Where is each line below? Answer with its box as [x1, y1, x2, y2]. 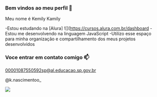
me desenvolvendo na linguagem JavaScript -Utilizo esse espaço [17, 31, 152, 37]
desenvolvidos [5, 41, 35, 47]
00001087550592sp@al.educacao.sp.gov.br [5, 67, 97, 73]
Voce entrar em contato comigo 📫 [5, 54, 90, 61]
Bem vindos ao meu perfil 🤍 [5, 4, 73, 11]
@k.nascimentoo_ [5, 77, 42, 83]
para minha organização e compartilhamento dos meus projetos [5, 36, 136, 42]
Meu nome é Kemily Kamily [5, 16, 61, 22]
